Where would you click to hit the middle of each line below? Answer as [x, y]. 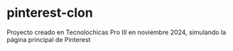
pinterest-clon [50, 13]
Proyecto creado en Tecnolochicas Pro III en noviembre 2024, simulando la [116, 32]
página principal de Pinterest [49, 39]
